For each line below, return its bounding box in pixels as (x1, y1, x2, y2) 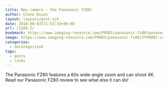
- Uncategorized (9, 44, 43, 49)
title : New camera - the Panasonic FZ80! (5, 7, 93, 12)
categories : (5, 40, 30, 45)
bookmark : (5, 30, 26, 35)
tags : (5, 49, 16, 54)
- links (9, 58, 26, 63)
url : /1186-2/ (5, 26, 35, 31)
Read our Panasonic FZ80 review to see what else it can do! (5, 77, 129, 83)
